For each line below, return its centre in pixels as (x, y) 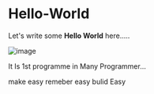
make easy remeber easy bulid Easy (67, 81)
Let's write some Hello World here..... (69, 36)
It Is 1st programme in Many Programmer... (77, 66)
